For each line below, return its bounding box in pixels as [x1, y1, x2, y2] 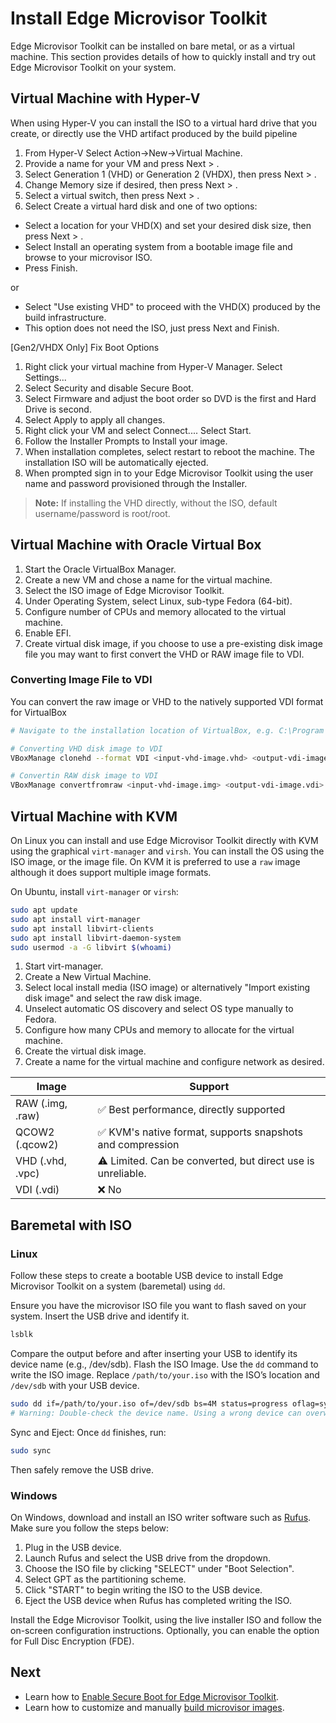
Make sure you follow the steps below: [10, 1522, 170, 1534]
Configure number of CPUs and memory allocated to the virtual [24, 605, 287, 617]
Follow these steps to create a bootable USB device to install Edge [10, 1270, 284, 1282]
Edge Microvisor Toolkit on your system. [10, 61, 177, 73]
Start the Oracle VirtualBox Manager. [24, 563, 177, 575]
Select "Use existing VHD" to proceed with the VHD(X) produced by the [24, 300, 321, 312]
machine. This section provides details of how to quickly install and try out [10, 50, 317, 62]
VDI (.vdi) [15, 1183, 60, 1197]
